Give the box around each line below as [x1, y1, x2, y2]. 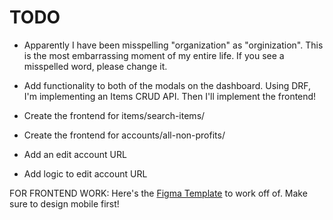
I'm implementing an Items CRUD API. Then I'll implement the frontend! [23, 90, 317, 102]
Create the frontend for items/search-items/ [23, 109, 206, 121]
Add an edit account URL [23, 148, 127, 160]
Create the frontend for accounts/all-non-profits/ [23, 129, 226, 141]
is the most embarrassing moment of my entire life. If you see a [23, 49, 285, 61]
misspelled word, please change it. [23, 60, 168, 72]
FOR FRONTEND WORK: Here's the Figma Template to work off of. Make [9, 187, 308, 199]
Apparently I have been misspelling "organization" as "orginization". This [23, 39, 324, 51]
